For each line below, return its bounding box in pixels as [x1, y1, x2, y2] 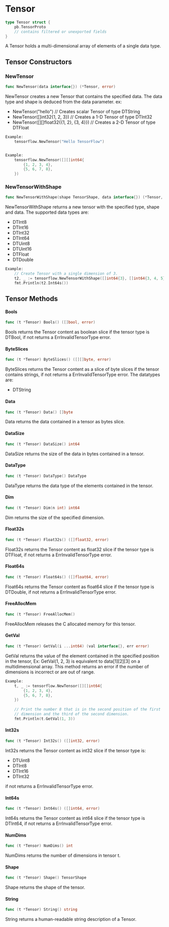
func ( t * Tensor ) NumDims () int [5, 843, 73, 849]
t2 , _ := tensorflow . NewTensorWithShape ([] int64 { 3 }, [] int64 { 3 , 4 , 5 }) [14, 276, 167, 281]
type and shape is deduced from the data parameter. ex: [5, 99, 122, 105]
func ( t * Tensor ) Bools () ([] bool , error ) [5, 320, 96, 325]
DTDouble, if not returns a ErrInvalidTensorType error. [5, 589, 117, 595]
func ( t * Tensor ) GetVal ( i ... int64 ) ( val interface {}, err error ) [5, 644, 150, 649]
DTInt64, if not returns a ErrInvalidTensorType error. [5, 820, 113, 826]
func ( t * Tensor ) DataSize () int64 [5, 442, 80, 447]
